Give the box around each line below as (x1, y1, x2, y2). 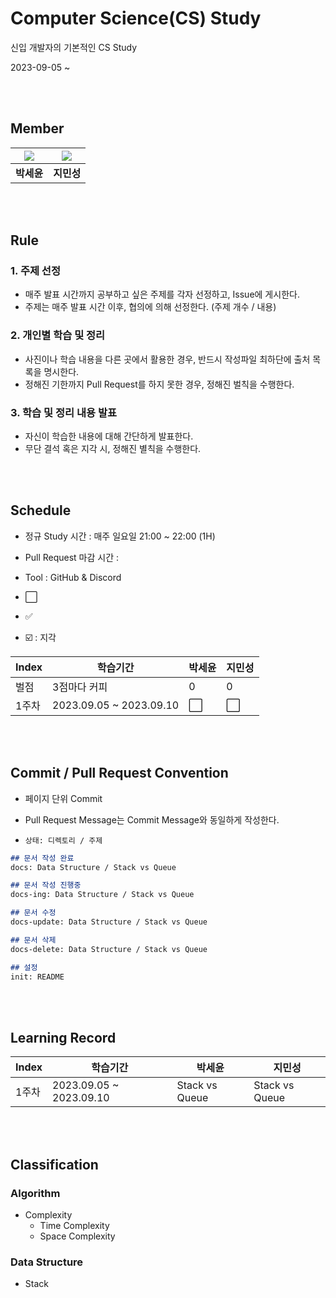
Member (10, 120, 65, 137)
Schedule (10, 502, 72, 519)
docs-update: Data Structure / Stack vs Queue (10, 917, 208, 927)
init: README (10, 972, 65, 982)
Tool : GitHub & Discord (24, 571, 122, 583)
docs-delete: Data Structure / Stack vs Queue (10, 944, 208, 954)
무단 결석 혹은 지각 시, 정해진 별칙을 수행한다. (24, 443, 202, 455)
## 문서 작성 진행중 (10, 880, 82, 891)
